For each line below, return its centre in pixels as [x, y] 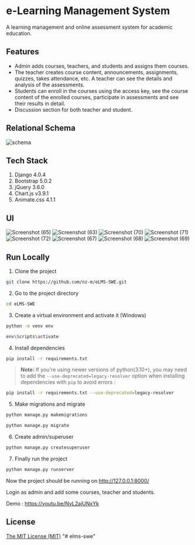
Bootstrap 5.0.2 [33, 181]
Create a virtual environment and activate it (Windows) [80, 315]
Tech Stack [27, 161]
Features [23, 52]
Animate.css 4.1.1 [35, 200]
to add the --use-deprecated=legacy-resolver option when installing [102, 376]
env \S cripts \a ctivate [32, 337]
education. [19, 33]
